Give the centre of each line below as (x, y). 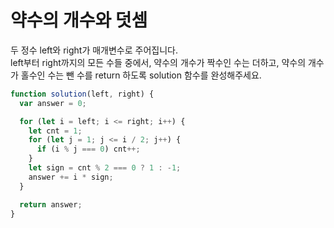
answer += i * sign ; (71, 177)
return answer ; (51, 204)
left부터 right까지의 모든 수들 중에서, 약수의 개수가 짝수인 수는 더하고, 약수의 (158, 62)
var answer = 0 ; (53, 103)
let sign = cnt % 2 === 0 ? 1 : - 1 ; (105, 168)
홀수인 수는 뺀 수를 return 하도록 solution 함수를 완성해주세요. (141, 75)
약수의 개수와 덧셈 (79, 20)
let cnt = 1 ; (55, 131)
